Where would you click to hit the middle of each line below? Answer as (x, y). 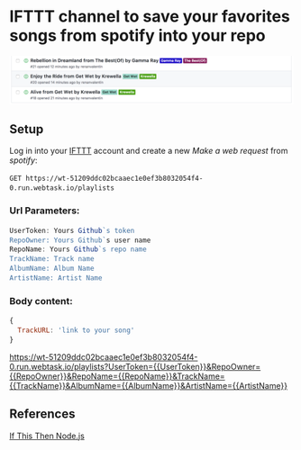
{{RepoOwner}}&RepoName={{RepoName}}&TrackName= (117, 376)
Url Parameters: (45, 211)
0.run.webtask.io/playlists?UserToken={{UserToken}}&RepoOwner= (135, 366)
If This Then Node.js (47, 436)
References (42, 414)
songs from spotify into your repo (137, 36)
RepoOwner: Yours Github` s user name (80, 240)
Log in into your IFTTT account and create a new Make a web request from (149, 151)
